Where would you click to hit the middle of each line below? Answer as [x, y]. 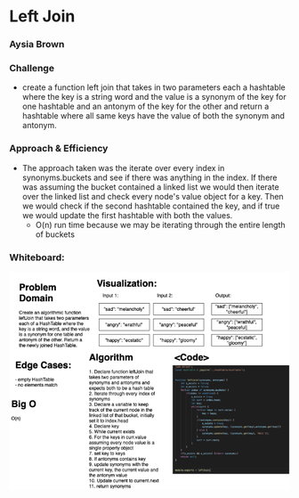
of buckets [55, 234]
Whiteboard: [37, 257]
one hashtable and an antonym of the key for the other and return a [145, 106]
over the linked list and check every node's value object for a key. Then [153, 196]
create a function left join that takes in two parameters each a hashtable [154, 87]
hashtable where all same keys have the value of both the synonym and [153, 116]
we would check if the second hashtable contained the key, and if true [151, 206]
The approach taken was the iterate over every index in [123, 167]
